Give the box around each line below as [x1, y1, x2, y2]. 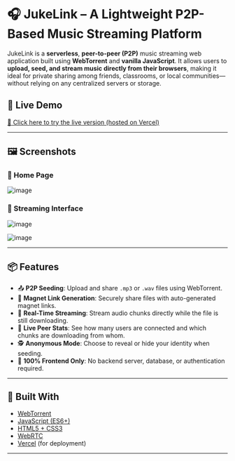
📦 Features [7, 261, 59, 273]
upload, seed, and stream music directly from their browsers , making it [7, 64, 217, 72]
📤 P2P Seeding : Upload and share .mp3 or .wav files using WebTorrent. [17, 283, 222, 292]
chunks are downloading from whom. [17, 331, 125, 340]
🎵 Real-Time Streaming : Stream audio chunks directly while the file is [17, 309, 219, 317]
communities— [182, 72, 226, 80]
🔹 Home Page [7, 171, 54, 180]
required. [17, 363, 44, 373]
